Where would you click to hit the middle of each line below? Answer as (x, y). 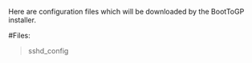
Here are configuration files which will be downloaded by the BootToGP (126, 12)
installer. (22, 20)
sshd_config (48, 51)
